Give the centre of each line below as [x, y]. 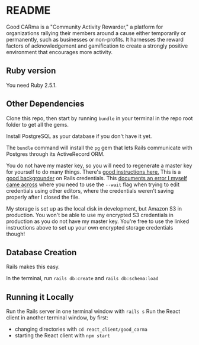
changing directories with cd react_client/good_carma [81, 329]
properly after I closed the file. [43, 197]
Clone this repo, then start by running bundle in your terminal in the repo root [99, 118]
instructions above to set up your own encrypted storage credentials [90, 227]
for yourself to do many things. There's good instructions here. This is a [94, 172]
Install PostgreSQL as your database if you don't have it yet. [79, 136]
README [28, 10]
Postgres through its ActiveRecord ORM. [55, 154]
